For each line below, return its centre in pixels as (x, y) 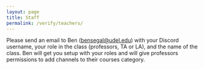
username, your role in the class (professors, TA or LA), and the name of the (102, 47)
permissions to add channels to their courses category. (76, 60)
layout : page (23, 12)
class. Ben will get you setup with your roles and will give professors (92, 53)
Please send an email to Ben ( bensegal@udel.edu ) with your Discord (93, 41)
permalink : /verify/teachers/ (45, 23)
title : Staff (23, 18)
